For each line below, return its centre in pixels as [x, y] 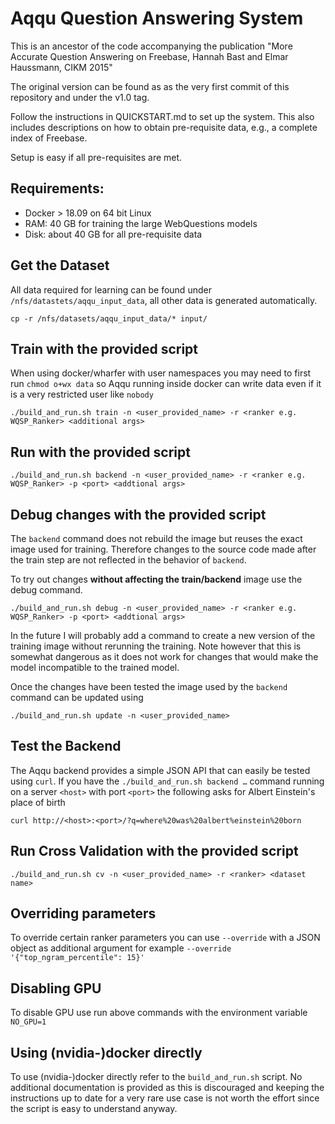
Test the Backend [66, 746]
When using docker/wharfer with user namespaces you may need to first [161, 373]
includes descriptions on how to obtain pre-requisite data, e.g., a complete [164, 127]
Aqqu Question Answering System [157, 18]
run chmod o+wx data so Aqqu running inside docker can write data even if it [166, 384]
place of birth [38, 802]
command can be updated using [77, 697]
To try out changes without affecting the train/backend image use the [156, 579]
